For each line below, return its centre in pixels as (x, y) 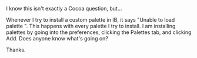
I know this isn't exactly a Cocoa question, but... (64, 8)
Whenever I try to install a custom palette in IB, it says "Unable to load (91, 20)
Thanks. (16, 50)
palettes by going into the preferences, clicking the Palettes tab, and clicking (99, 32)
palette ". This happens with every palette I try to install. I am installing (91, 26)
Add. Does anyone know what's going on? (57, 38)
